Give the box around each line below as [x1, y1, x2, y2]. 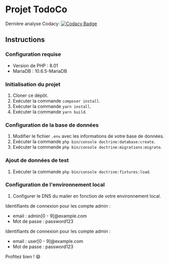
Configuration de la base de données [5, 121, 99, 129]
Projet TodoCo [5, 4, 67, 15]
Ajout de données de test [5, 157, 69, 164]
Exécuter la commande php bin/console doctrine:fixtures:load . [12, 168, 151, 175]
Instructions [5, 35, 45, 44]
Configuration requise [5, 51, 61, 58]
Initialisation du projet [5, 80, 61, 88]
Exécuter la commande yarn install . [12, 103, 91, 109]
